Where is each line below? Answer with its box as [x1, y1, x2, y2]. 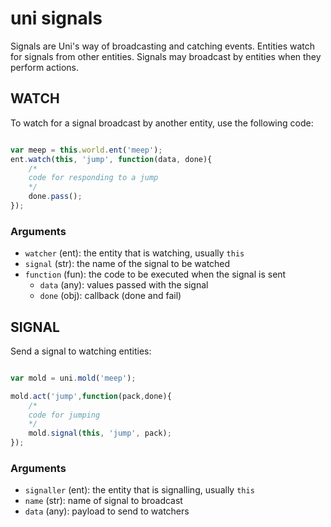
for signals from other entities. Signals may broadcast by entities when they [10, 50, 322, 62]
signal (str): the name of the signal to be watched [24, 258, 231, 270]
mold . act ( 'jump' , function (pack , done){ [10, 391, 172, 401]
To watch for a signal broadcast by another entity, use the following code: [10, 117, 314, 129]
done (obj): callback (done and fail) [39, 290, 182, 302]
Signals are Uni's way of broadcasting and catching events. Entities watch [10, 40, 315, 52]
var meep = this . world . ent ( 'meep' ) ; [10, 145, 163, 155]
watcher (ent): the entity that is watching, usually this [24, 247, 245, 259]
